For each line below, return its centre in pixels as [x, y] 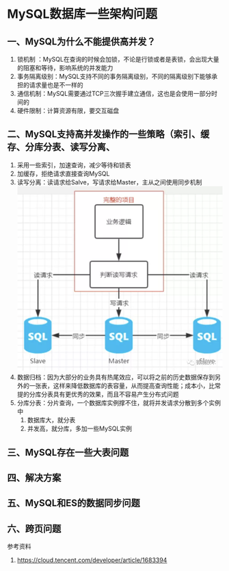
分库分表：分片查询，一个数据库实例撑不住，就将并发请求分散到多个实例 [119, 403]
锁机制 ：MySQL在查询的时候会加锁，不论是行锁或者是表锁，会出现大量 [118, 59]
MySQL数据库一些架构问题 [82, 14]
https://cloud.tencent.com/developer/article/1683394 [92, 560]
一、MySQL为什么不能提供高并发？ [81, 41]
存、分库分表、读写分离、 [61, 147]
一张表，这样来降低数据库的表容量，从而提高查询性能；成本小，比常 [125, 386]
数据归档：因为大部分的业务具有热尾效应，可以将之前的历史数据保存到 [116, 377]
